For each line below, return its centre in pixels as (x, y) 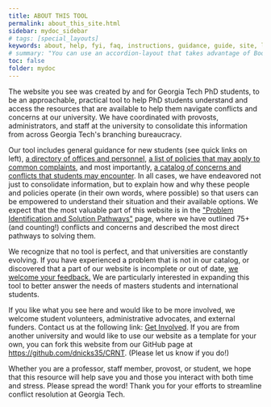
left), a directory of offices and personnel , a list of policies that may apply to (134, 158)
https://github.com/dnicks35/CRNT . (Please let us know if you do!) (119, 353)
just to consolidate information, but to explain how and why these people (129, 184)
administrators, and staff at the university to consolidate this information (128, 125)
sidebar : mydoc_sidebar (48, 31)
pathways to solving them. (52, 236)
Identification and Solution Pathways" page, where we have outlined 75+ (129, 218)
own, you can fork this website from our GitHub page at (101, 344)
